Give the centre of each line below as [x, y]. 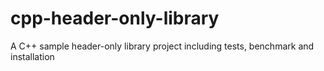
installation [32, 56]
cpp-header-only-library [115, 18]
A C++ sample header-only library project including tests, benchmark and [162, 46]
